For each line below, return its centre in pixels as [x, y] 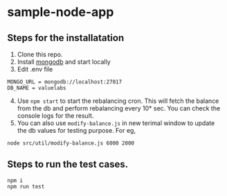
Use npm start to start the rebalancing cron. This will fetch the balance [118, 101]
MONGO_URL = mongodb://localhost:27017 [65, 82]
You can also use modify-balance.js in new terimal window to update [116, 123]
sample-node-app [61, 12]
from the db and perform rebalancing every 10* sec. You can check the [119, 108]
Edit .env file [35, 69]
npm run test [26, 186]
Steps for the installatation [66, 38]
